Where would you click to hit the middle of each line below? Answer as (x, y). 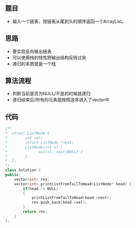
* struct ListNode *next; (40, 142)
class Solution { (23, 170)
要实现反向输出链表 (32, 51)
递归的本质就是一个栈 (34, 63)
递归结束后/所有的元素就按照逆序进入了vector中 (61, 100)
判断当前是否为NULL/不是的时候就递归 (51, 94)
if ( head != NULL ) (41, 189)
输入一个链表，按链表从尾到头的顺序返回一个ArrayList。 (69, 21)
